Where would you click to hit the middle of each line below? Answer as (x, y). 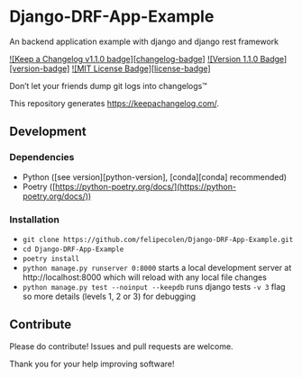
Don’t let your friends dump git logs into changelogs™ (108, 85)
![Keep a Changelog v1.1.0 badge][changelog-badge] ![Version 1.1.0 (134, 58)
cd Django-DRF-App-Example (73, 249)
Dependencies (42, 157)
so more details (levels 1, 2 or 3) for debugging (109, 296)
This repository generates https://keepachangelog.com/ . (114, 103)
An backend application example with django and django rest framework (144, 41)
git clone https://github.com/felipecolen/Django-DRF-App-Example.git (158, 239)
